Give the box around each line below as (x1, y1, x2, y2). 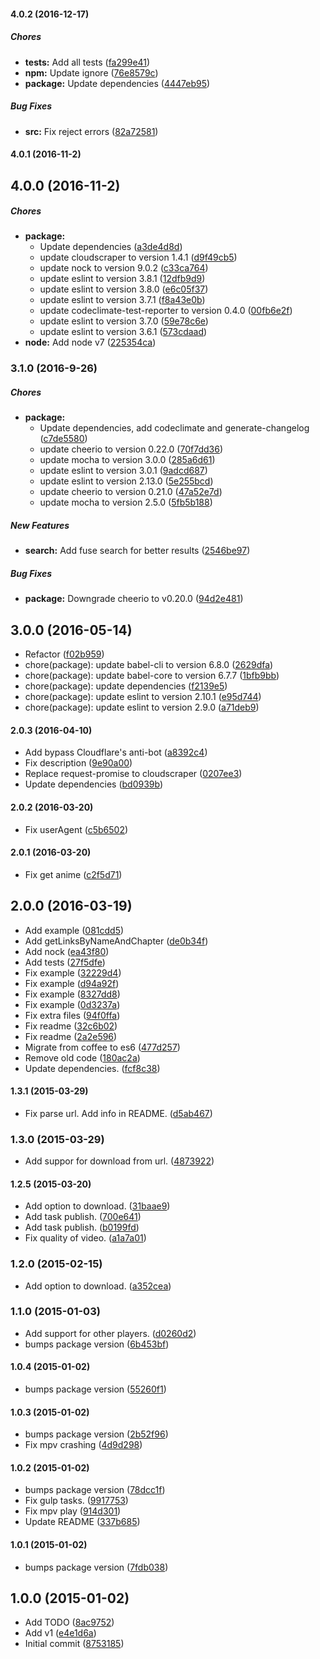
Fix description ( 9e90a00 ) (24, 757, 133, 769)
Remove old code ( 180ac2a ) (24, 1051, 141, 1064)
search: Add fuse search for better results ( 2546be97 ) (24, 545, 251, 557)
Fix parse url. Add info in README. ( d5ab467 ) (24, 1107, 213, 1119)
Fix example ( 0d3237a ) (24, 998, 121, 1010)
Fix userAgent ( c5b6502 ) (24, 823, 129, 835)
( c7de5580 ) (39, 433, 88, 445)
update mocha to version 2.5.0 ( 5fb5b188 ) (39, 496, 213, 509)
